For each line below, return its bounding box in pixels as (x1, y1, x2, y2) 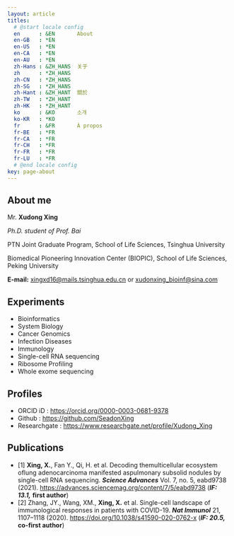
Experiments (7, 296, 65, 308)
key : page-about (7, 168, 55, 175)
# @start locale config (13, 23, 83, 30)
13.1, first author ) (17, 491, 69, 499)
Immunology (17, 344, 54, 354)
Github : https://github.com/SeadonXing (17, 414, 134, 423)
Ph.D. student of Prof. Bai (7, 227, 81, 235)
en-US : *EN (13, 43, 55, 50)
